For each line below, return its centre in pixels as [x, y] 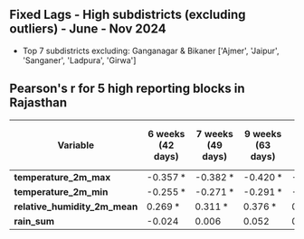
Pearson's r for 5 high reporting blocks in [127, 89]
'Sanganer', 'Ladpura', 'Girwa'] [79, 60]
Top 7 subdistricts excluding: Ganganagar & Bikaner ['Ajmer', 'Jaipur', [151, 51]
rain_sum [34, 221]
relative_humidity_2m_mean [76, 207]
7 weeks [214, 133]
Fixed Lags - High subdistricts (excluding [128, 15]
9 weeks [263, 133]
